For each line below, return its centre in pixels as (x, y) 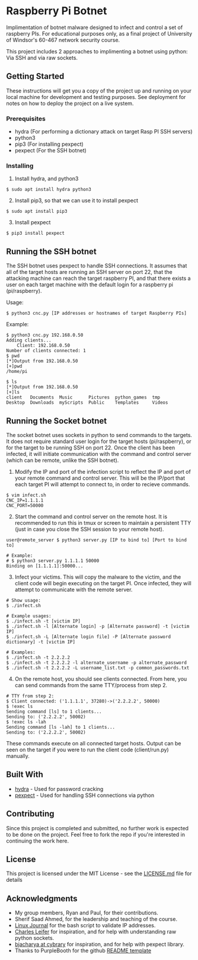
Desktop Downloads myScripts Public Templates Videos (87, 403)
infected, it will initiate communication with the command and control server (99, 454)
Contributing (30, 814)
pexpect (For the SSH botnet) (51, 151)
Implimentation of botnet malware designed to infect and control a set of (95, 27)
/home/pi (17, 372)
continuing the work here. (38, 841)
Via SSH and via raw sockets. (42, 58)
